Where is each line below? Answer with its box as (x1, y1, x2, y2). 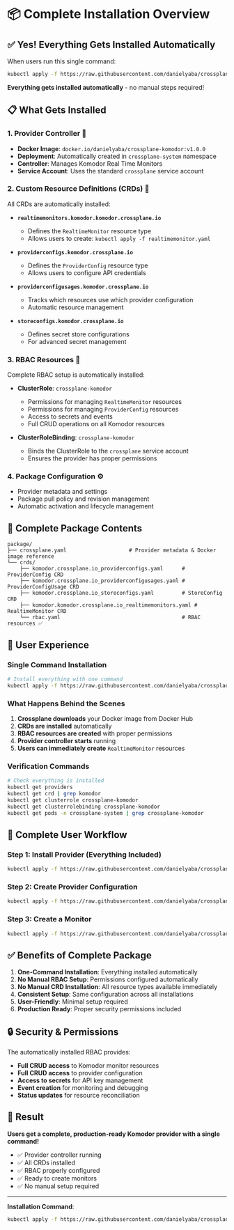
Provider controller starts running (17, 737, 116, 745)
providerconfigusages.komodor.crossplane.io (17, 283, 149, 290)
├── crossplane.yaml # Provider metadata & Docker (7, 547, 217, 554)
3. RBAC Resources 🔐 (7, 355, 81, 364)
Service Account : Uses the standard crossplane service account (17, 166, 204, 175)
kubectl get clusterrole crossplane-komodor (7, 796, 139, 804)
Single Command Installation (7, 660, 107, 669)
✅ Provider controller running (17, 1151, 102, 1159)
